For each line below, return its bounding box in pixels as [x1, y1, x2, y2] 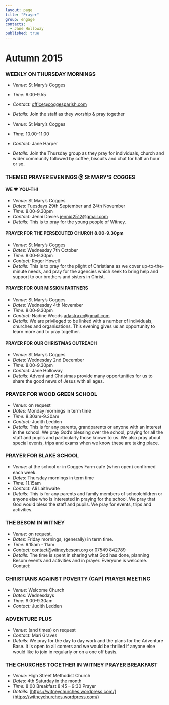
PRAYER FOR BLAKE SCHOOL [5, 452, 79, 459]
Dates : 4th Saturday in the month [12, 678, 82, 684]
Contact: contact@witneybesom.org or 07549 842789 [12, 547, 126, 553]
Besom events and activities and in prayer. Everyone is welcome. [12, 558, 148, 564]
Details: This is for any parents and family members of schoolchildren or [12, 490, 163, 497]
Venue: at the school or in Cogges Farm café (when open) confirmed [12, 463, 156, 469]
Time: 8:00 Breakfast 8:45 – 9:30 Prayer [12, 683, 96, 689]
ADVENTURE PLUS [5, 616, 52, 623]
